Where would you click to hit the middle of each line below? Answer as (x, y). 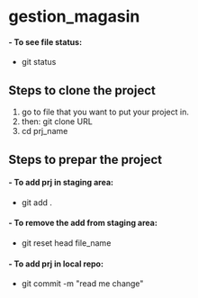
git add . (37, 202)
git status (39, 62)
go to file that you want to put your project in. (105, 112)
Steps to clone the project (82, 90)
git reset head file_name (66, 243)
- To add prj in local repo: (56, 264)
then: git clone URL (57, 122)
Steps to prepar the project (85, 159)
